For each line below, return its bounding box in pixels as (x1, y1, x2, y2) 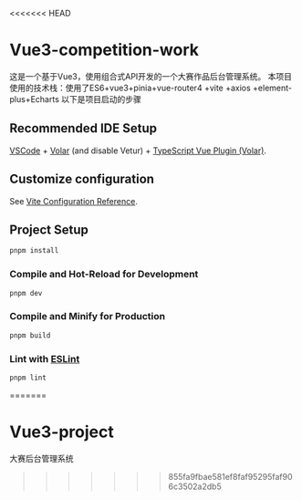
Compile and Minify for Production (9, 310, 166, 323)
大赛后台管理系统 (9, 453, 74, 464)
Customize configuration (9, 172, 155, 187)
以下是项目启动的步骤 (60, 93, 141, 104)
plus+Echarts (9, 93, 59, 104)
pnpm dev (9, 288, 43, 297)
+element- (252, 82, 292, 93)
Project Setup (9, 222, 89, 237)
